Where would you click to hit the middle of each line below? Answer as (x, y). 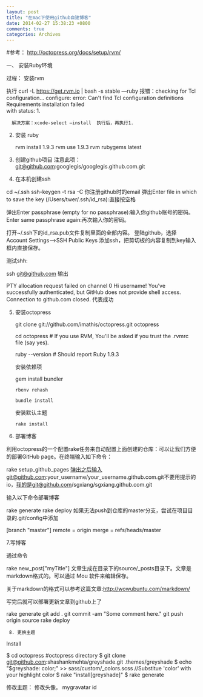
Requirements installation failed (45, 104)
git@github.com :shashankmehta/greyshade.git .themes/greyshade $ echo (99, 662)
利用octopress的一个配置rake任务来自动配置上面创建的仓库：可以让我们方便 (101, 449)
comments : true (25, 29)
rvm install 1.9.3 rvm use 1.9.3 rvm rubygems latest (78, 147)
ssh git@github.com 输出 (37, 274)
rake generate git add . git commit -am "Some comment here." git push (95, 614)
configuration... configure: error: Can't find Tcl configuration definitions (95, 98)
